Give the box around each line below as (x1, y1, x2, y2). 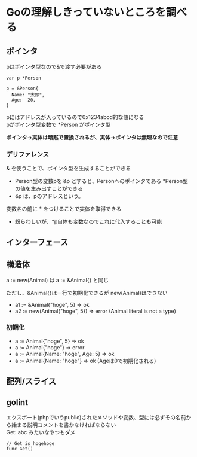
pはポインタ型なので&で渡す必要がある (6, 63, 102, 70)
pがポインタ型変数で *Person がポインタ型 (6, 121, 111, 128)
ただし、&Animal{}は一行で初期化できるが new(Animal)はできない (6, 289, 168, 296)
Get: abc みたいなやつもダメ (6, 429, 76, 435)
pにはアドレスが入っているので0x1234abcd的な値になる (6, 114, 144, 120)
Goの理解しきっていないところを (6, 5, 166, 19)
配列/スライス (6, 376, 57, 386)
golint (6, 397, 29, 407)
